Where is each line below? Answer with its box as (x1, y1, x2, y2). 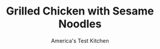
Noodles (58, 17, 102, 31)
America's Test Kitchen (50, 37, 110, 44)
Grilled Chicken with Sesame (6, 4, 154, 18)
